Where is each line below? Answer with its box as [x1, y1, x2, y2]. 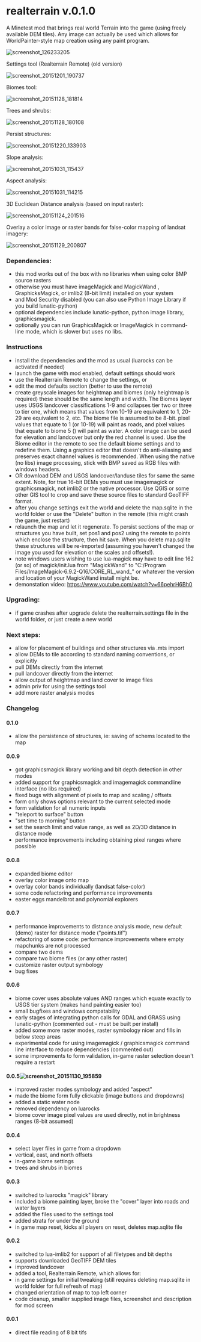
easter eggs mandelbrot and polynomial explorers [14, 895, 139, 902]
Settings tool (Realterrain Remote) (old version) [6, 60, 122, 67]
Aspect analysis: [6, 176, 47, 184]
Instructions [6, 343, 43, 352]
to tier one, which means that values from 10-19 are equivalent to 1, [14, 408, 181, 415]
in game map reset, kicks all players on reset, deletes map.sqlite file [14, 1223, 183, 1231]
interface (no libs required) [14, 785, 82, 792]
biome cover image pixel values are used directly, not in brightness [14, 1111, 181, 1119]
